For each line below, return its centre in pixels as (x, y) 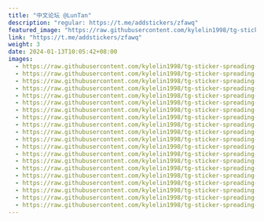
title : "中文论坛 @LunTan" (50, 15)
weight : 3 (24, 45)
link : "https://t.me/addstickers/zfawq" (75, 37)
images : (21, 60)
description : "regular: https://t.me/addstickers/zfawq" (103, 23)
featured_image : (35, 30)
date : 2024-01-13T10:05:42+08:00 (63, 52)
